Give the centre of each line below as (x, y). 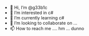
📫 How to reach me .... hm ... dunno (47, 28)
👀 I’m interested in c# (32, 13)
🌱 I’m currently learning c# (37, 18)
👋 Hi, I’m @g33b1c (29, 8)
